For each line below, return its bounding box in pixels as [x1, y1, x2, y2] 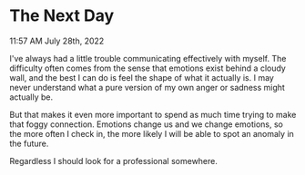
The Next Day [9, 5, 115, 26]
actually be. [9, 92, 54, 102]
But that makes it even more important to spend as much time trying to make [9, 109, 297, 120]
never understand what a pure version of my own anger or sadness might [9, 82, 285, 92]
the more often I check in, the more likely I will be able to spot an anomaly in [9, 128, 294, 139]
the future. [9, 138, 49, 149]
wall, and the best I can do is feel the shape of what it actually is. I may [9, 72, 275, 83]
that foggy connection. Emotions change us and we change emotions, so [9, 119, 284, 130]
